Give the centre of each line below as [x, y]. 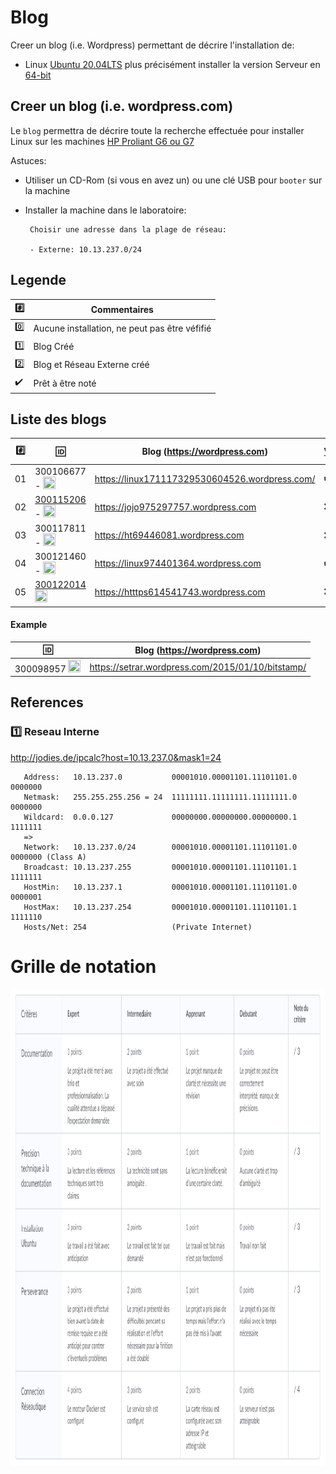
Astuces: [28, 160]
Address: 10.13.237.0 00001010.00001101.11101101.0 [160, 777]
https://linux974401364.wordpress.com [178, 563]
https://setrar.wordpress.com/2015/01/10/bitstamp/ [198, 667]
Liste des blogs [58, 419]
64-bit [38, 75]
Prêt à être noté [65, 383]
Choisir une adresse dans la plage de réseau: [128, 229]
